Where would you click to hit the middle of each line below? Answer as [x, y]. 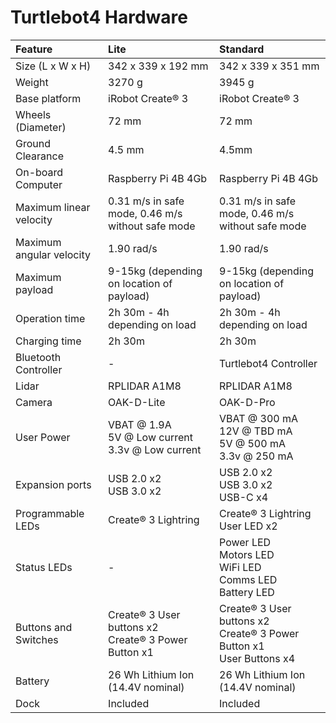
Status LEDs [44, 567]
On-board [39, 172]
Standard [242, 49]
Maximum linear [53, 207]
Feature [34, 49]
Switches [37, 639]
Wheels [33, 114]
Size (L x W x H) [53, 66]
